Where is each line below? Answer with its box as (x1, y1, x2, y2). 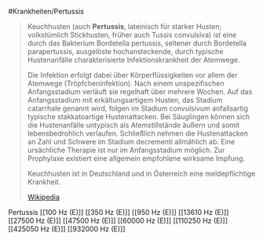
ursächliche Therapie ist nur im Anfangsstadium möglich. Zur (27, 145, 225, 155)
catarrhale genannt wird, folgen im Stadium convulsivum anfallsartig (27, 104, 249, 113)
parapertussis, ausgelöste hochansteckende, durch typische (27, 47, 224, 56)
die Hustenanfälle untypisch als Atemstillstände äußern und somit (27, 121, 240, 129)
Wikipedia (27, 192, 60, 202)
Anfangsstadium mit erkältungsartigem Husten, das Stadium (27, 96, 223, 104)
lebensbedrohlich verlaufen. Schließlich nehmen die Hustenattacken (27, 129, 249, 138)
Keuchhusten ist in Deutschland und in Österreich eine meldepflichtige (27, 169, 256, 178)
